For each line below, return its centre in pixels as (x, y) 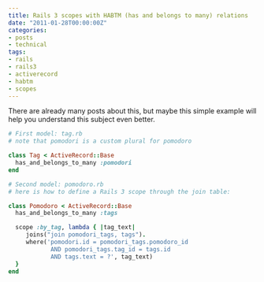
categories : (28, 30)
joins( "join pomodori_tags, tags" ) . (86, 235)
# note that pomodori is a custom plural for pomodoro (100, 141)
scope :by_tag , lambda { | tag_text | (75, 228)
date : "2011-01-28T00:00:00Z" (58, 23)
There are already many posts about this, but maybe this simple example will (132, 111)
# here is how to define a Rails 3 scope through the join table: (119, 191)
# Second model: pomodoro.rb (56, 184)
